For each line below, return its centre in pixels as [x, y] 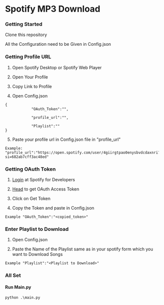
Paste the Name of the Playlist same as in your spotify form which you [83, 249]
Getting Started [24, 24]
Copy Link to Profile [32, 86]
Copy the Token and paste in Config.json [53, 208]
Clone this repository [26, 35]
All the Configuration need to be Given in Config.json [58, 44]
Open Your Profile [30, 77]
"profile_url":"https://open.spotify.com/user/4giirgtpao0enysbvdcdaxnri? [83, 152]
